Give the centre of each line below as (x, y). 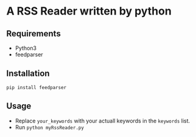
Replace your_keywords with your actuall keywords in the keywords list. (103, 121)
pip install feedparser (37, 87)
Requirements (33, 34)
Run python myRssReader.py (49, 127)
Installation (28, 74)
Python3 (26, 48)
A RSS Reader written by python (89, 11)
